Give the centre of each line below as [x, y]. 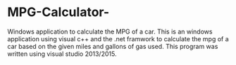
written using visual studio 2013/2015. [62, 54]
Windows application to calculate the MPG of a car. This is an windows [110, 31]
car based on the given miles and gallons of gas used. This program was [113, 46]
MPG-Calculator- [58, 12]
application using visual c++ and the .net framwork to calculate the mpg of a [118, 38]
